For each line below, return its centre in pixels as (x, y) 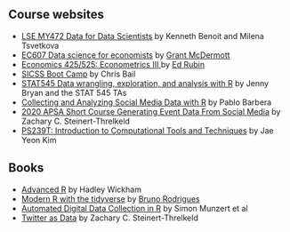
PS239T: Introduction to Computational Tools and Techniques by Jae (147, 130)
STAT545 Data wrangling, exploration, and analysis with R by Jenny (145, 83)
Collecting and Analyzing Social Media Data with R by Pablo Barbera (146, 102)
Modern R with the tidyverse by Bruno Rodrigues (111, 198)
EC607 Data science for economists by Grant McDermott (125, 55)
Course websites (56, 15)
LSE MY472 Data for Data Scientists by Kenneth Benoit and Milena (142, 36)
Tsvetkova (40, 45)
